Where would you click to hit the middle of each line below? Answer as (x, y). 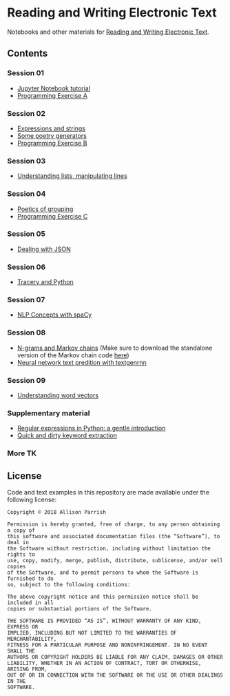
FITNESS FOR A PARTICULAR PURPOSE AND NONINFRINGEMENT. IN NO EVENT (107, 645)
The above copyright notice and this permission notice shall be (103, 597)
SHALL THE (21, 651)
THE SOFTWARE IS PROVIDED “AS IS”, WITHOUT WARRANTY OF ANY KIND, (104, 621)
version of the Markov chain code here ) (73, 355)
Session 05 (27, 234)
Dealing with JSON (44, 249)
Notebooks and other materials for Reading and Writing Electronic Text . (108, 32)
